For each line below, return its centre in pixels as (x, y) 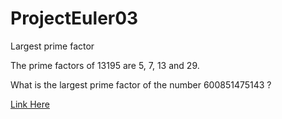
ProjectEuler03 (74, 18)
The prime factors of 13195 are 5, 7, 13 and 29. (105, 65)
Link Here (30, 104)
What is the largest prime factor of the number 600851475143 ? (141, 84)
